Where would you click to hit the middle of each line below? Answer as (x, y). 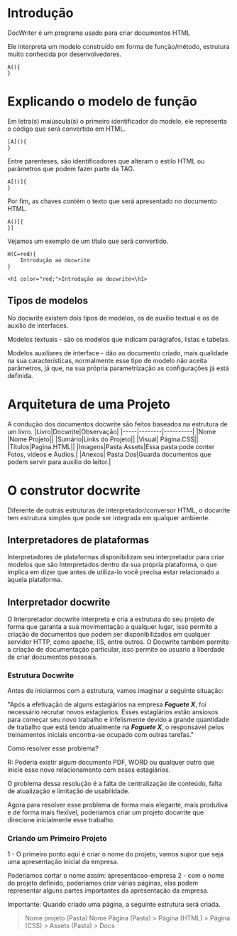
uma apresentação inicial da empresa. (63, 861)
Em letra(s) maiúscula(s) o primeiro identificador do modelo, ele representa (117, 121)
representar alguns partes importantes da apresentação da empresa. (108, 891)
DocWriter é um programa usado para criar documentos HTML (99, 33)
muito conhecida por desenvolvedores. (65, 54)
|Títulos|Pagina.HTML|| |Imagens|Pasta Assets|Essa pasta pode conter (111, 446)
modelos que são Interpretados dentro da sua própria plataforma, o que (112, 565)
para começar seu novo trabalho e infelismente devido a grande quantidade (118, 720)
